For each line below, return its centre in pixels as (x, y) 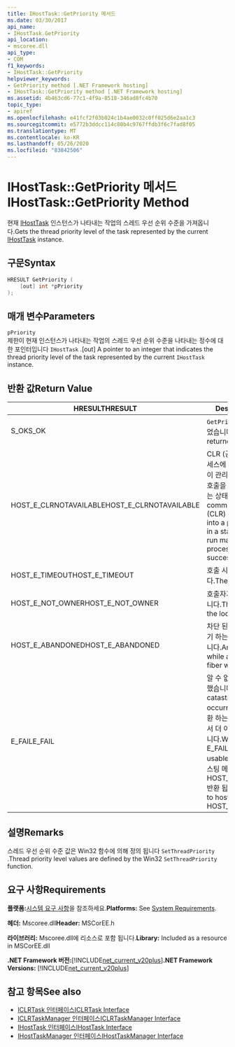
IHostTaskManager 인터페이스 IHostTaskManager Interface (100, 1036)
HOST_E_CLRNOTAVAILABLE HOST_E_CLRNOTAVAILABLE (106, 505)
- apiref (20, 111)
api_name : (22, 27)
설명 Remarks (36, 832)
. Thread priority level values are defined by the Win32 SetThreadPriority (112, 859)
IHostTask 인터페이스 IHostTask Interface (75, 1027)
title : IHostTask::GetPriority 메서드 (62, 14)
